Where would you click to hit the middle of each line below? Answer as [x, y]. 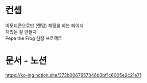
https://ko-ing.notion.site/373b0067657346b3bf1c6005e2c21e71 [73, 75]
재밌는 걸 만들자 [21, 32]
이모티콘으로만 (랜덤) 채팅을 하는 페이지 [44, 25]
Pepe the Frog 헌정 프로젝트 [34, 38]
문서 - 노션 [26, 61]
